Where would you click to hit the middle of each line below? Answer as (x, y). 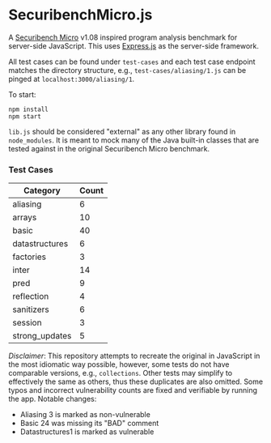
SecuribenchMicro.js (80, 15)
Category (42, 190)
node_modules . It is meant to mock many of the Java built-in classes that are (134, 140)
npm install (28, 109)
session (27, 323)
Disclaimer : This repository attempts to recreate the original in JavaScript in (134, 356)
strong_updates (42, 336)
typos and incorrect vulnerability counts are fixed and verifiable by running (133, 390)
